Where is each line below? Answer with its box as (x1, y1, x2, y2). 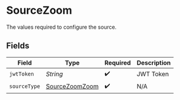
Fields (6, 41, 30, 51)
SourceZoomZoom (46, 82, 99, 90)
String (46, 70, 63, 78)
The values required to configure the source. (6, 23, 117, 31)
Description (136, 58, 171, 66)
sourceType (9, 83, 40, 90)
